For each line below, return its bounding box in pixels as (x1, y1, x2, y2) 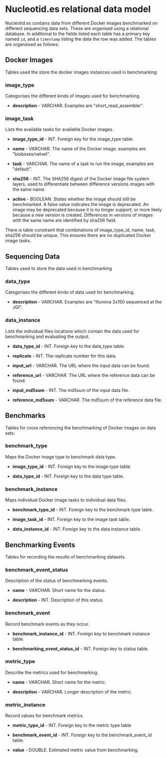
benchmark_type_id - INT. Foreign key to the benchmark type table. (12, 506, 154, 513)
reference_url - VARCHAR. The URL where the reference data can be (12, 372, 156, 378)
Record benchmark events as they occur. (5, 621, 90, 627)
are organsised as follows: (5, 41, 59, 47)
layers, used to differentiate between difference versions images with (12, 181, 155, 187)
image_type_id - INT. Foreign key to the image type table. (12, 463, 132, 469)
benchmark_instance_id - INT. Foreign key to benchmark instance (12, 630, 150, 636)
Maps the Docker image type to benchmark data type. (5, 453, 116, 459)
